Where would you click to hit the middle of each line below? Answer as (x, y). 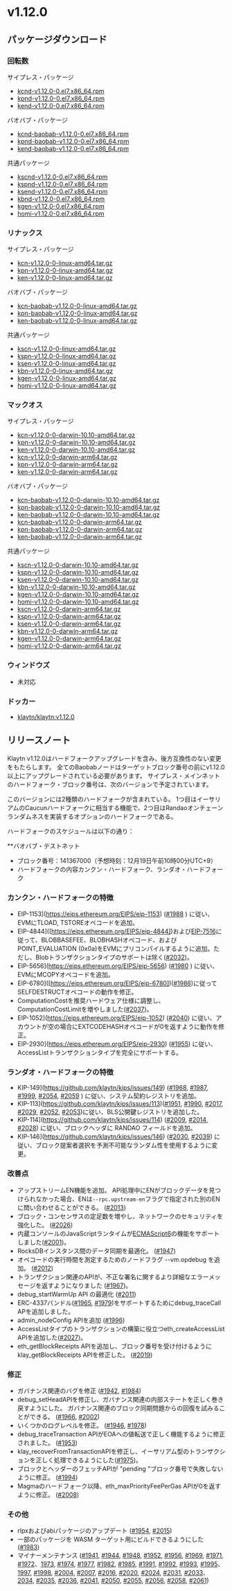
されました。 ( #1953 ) (47, 1443)
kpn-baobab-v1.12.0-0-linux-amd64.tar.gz (77, 313)
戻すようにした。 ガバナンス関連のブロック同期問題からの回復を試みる (118, 1408)
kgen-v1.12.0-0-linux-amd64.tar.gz (66, 378)
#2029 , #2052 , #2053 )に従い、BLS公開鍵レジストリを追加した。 (110, 1112)
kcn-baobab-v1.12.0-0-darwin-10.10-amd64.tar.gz (88, 500)
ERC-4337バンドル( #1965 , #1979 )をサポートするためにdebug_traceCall (119, 1303)
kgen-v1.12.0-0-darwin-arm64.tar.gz (69, 639)
